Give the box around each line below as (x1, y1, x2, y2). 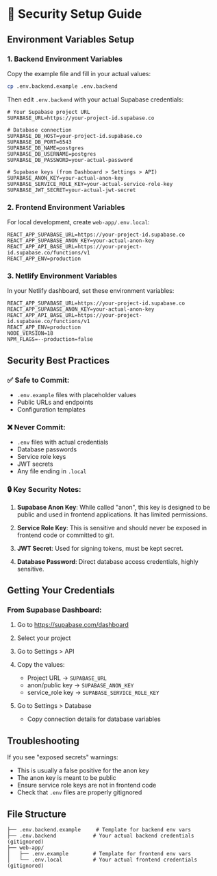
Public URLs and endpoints (16, 398, 94, 407)
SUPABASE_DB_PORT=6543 (7, 139, 72, 145)
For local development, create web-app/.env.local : (7, 218, 150, 226)
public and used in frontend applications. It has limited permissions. (16, 510, 208, 519)
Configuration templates (16, 405, 86, 414)
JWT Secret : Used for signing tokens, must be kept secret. (16, 544, 183, 552)
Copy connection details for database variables (27, 715, 161, 723)
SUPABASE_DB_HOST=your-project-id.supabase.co (7, 132, 142, 139)
